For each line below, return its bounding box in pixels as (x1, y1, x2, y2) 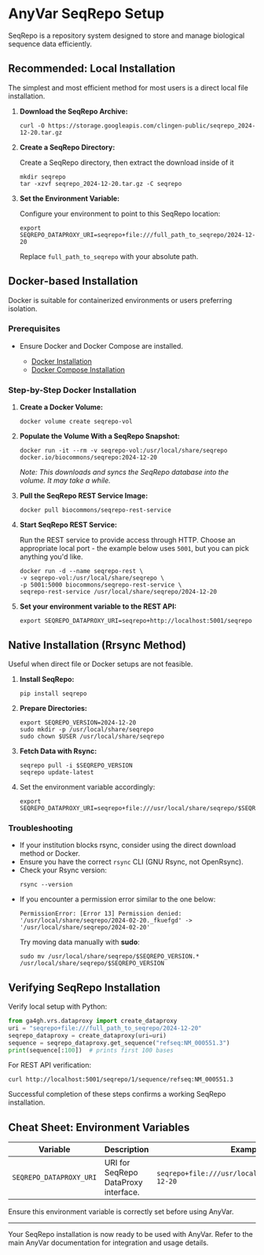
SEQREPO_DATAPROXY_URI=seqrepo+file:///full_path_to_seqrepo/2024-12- (19, 231, 256, 239)
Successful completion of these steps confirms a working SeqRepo (8, 1090, 226, 1099)
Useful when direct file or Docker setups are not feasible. (8, 659, 193, 668)
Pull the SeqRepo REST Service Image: (19, 491, 148, 501)
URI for (104, 1157, 130, 1168)
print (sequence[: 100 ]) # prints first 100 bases (8, 1046, 174, 1054)
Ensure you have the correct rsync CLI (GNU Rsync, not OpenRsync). (19, 857, 244, 867)
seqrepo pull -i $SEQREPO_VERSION (19, 761, 133, 769)
